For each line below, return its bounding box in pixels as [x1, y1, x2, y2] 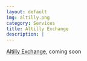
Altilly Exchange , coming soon [6, 48, 82, 55]
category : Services [6, 20, 56, 26]
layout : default [6, 8, 47, 15]
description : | [6, 31, 45, 37]
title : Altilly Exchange [6, 25, 69, 32]
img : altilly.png [6, 14, 50, 21]
